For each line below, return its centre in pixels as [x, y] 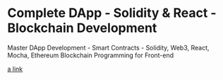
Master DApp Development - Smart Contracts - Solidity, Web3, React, [108, 47]
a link [15, 69]
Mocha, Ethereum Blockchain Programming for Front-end [91, 55]
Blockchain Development [82, 28]
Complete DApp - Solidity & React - [112, 13]
